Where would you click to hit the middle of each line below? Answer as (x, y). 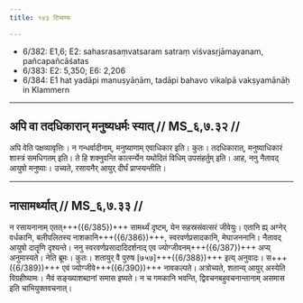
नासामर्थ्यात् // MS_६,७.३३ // (76, 205)
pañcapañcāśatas (55, 60)
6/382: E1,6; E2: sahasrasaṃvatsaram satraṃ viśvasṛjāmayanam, (143, 51)
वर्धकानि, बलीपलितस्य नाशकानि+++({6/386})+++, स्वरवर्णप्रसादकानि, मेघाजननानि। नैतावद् (146, 238)
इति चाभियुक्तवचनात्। (41, 289)
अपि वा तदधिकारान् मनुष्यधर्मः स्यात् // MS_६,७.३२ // (125, 127)
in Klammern (46, 89)
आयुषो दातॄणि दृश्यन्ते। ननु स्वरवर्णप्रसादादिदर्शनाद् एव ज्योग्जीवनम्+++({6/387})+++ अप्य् (140, 248)
